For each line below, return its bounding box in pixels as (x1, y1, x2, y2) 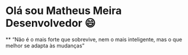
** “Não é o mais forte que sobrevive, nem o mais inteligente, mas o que (5, 36, 182, 43)
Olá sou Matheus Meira (5, 4, 122, 18)
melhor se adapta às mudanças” (5, 42, 85, 49)
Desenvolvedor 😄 (5, 16, 96, 30)
